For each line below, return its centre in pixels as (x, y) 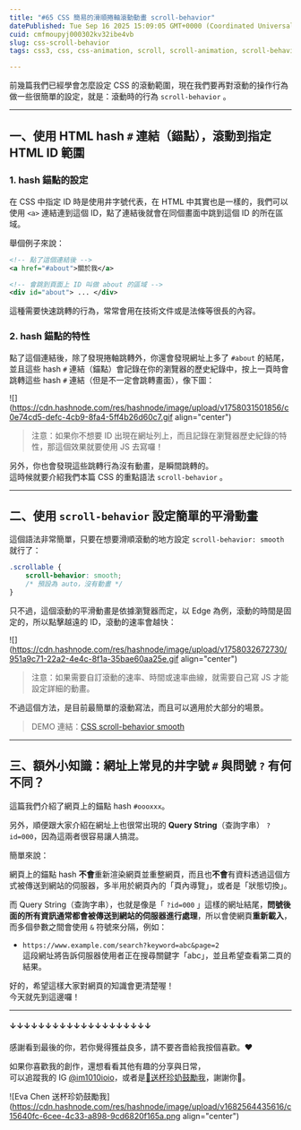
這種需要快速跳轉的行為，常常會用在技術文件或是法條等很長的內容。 (135, 311)
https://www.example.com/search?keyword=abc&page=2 (120, 946)
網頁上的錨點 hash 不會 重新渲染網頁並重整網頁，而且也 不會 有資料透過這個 (146, 874)
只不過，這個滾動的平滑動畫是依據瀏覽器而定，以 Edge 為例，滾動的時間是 (146, 611)
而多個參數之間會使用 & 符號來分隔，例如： (88, 927)
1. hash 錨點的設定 (49, 180)
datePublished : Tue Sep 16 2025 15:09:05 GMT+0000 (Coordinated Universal (152, 26)
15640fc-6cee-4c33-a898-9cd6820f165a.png (95, 1116)
